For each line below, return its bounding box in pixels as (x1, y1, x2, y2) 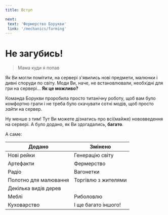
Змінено (90, 143, 111, 150)
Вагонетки (74, 168, 100, 175)
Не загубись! (5, 48, 63, 59)
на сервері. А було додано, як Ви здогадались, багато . (5, 121, 124, 128)
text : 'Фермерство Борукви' (7, 21, 67, 26)
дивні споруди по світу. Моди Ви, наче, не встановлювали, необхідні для (5, 80, 163, 86)
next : (5, 16, 17, 22)
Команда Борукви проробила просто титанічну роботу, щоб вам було (5, 95, 156, 102)
